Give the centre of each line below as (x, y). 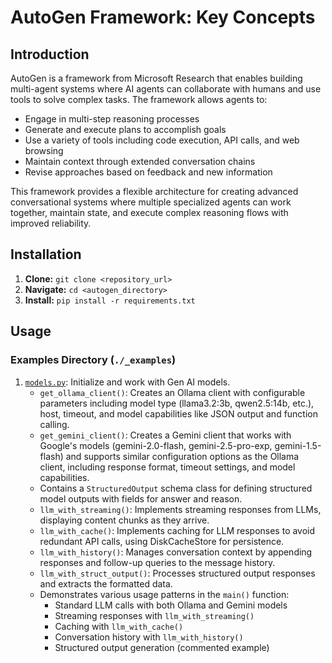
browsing (44, 150)
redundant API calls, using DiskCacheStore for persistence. (162, 541)
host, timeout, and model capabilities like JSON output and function (179, 413)
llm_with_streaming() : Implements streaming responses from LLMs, (180, 509)
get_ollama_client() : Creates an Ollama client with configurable (172, 392)
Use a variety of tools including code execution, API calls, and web (162, 140)
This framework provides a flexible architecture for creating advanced (154, 191)
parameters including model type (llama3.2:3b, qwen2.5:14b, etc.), (177, 403)
